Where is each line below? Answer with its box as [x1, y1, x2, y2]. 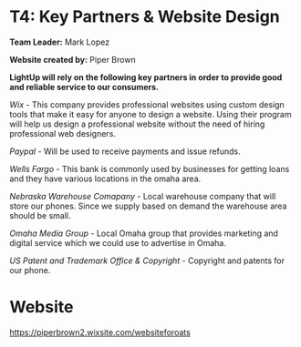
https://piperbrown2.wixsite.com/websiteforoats [9, 326, 192, 338]
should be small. [9, 209, 71, 220]
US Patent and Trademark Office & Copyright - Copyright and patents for [9, 255, 285, 266]
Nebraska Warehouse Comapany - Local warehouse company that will [9, 190, 276, 201]
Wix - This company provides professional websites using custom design [9, 98, 285, 110]
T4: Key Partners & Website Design [9, 6, 280, 27]
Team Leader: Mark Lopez [9, 36, 110, 47]
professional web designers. [9, 128, 117, 138]
